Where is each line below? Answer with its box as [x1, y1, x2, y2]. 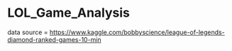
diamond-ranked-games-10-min [7, 35, 101, 43]
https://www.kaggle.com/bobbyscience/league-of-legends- [49, 28, 225, 36]
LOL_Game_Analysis [7, 5, 130, 21]
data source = [7, 28, 48, 36]
